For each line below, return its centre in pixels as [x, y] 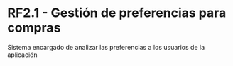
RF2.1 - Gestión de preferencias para [117, 13]
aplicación [22, 55]
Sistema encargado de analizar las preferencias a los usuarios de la [106, 47]
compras [34, 28]
